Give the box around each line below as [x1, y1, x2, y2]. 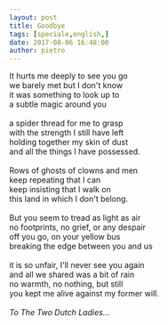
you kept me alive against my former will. [9, 288, 160, 299]
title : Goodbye [9, 21, 66, 30]
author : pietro [9, 46, 66, 55]
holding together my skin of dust [9, 137, 129, 148]
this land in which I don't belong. [9, 193, 129, 205]
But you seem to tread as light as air [9, 213, 141, 223]
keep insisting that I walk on [9, 184, 111, 195]
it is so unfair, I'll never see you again [9, 260, 145, 271]
